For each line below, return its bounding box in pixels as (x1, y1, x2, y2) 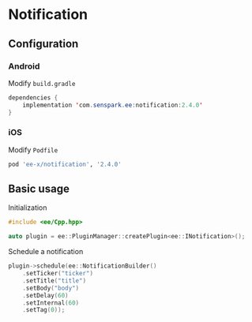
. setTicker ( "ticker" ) (22, 270, 93, 278)
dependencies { (8, 93, 58, 102)
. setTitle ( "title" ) (22, 276, 87, 285)
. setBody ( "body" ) (22, 284, 80, 292)
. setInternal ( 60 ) (22, 298, 80, 307)
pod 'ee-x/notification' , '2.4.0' (8, 160, 122, 168)
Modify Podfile (8, 144, 58, 155)
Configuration (8, 37, 79, 51)
